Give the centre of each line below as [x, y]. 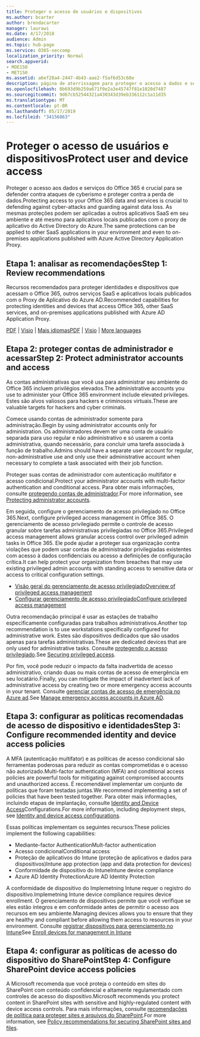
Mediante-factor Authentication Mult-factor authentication [85, 845]
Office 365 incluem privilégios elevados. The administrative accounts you [95, 388]
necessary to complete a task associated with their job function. [85, 463]
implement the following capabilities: [51, 833]
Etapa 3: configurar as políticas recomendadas [95, 717]
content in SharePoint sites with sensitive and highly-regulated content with [99, 1002]
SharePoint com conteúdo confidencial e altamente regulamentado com [94, 990]
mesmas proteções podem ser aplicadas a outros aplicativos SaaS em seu [97, 213]
